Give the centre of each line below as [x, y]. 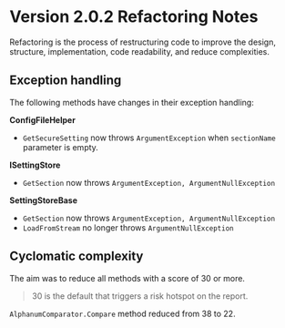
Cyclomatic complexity [76, 256]
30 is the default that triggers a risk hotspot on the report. [140, 296]
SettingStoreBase [43, 200]
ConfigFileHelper [42, 119]
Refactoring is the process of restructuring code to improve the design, [142, 42]
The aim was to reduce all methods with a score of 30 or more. [127, 278]
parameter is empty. [60, 147]
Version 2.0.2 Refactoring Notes [134, 17]
